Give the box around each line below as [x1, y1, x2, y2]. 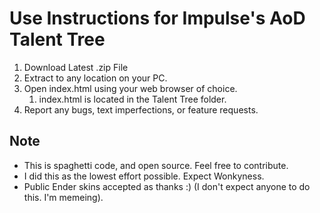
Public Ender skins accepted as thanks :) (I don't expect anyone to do [23, 180, 311, 192]
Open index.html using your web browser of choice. [23, 82, 238, 94]
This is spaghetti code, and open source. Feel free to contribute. [23, 159, 289, 171]
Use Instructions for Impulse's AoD [9, 7, 306, 30]
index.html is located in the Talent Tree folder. [38, 93, 227, 105]
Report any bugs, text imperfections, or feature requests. [23, 103, 259, 116]
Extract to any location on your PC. [23, 72, 168, 84]
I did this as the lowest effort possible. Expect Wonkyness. [23, 170, 265, 182]
